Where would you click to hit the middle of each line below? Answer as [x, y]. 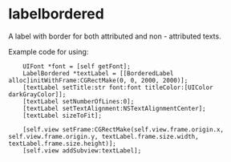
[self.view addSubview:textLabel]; [82, 150]
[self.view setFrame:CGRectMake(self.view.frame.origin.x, [124, 129]
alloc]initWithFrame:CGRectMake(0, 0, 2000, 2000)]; [98, 80]
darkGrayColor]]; [37, 94]
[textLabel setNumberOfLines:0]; [79, 101]
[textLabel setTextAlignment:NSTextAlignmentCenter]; [114, 108]
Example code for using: [49, 51]
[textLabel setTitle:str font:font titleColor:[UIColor [118, 87]
